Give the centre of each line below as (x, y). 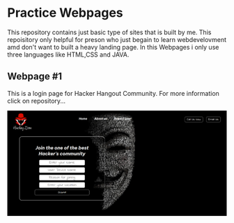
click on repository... (37, 101)
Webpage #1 (35, 77)
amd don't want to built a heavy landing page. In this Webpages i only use (113, 47)
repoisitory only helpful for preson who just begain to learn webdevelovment (117, 39)
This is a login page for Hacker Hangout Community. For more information (113, 93)
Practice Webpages (65, 13)
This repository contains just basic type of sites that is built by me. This (109, 32)
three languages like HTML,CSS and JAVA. (68, 55)
